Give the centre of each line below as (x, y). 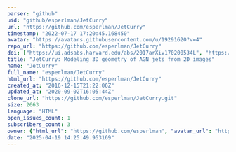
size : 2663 (23, 105)
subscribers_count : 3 (39, 124)
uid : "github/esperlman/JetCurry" (58, 20)
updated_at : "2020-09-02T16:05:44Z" (61, 92)
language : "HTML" (33, 111)
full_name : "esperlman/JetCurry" (56, 72)
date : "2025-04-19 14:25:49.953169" (61, 137)
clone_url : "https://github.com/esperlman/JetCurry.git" (92, 99)
